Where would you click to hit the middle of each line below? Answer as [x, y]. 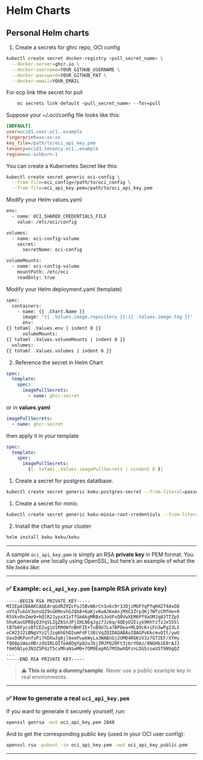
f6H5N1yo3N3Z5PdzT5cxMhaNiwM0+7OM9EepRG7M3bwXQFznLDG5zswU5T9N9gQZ [93, 648]
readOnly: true [36, 278]
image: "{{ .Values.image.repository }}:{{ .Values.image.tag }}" [108, 317]
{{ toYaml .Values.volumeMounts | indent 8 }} [66, 339]
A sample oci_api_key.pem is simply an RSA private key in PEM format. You [100, 554]
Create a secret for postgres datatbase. [64, 481]
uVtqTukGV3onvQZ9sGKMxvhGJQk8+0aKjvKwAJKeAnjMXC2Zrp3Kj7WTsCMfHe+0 [93, 611]
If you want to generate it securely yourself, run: [66, 712]
